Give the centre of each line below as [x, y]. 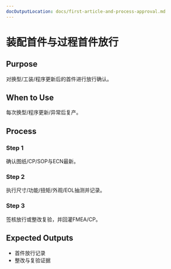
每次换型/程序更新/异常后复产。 [44, 112]
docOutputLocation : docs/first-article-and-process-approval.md [86, 11]
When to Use [30, 98]
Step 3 [15, 206]
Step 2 [15, 177]
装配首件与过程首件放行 [62, 42]
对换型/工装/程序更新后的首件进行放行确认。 [59, 79]
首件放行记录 [30, 253]
